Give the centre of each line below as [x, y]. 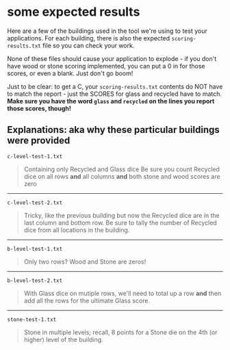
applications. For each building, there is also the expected [89, 38]
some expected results [74, 12]
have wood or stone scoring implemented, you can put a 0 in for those [106, 66]
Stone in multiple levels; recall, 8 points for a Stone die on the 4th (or [120, 332]
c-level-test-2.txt [35, 203]
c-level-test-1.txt [35, 156]
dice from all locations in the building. [77, 229]
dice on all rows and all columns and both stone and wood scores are [122, 176]
